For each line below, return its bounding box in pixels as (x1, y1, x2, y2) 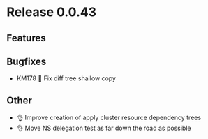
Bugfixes (6, 55, 47, 67)
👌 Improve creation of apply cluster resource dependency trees (16, 113, 202, 122)
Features (6, 32, 46, 44)
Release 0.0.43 (6, 4, 97, 20)
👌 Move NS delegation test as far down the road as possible (16, 124, 191, 133)
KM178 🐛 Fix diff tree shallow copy (16, 74, 117, 82)
